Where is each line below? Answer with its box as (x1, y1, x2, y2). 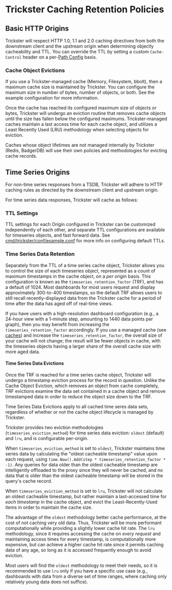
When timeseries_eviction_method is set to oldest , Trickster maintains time (5, 445, 165, 451)
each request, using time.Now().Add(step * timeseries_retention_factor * (5, 456, 166, 462)
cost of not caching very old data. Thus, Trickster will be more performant (5, 520, 162, 526)
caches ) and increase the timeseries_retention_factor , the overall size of (5, 332, 163, 338)
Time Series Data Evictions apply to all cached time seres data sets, (5, 403, 149, 409)
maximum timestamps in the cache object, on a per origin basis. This (5, 273, 151, 279)
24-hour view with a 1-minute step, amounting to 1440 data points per (5, 316, 153, 322)
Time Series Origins (5, 168, 70, 177)
